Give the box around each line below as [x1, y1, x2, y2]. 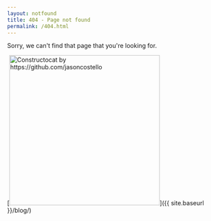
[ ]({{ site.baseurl [7, 199, 204, 207]
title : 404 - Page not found [7, 16, 91, 23]
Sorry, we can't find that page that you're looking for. [7, 42, 157, 50]
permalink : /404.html [7, 23, 69, 30]
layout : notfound [7, 10, 57, 17]
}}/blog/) [7, 207, 32, 215]
